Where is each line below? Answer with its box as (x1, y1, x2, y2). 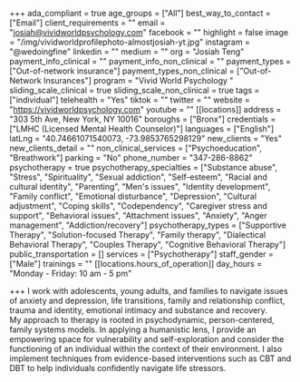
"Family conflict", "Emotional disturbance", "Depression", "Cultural (9, 191, 256, 201)
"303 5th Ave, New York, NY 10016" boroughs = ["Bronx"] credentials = (9, 113, 276, 124)
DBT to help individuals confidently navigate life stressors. (9, 363, 227, 373)
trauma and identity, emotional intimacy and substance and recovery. (9, 305, 267, 316)
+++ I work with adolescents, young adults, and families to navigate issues (9, 286, 288, 296)
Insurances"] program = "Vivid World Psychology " (44, 75, 234, 85)
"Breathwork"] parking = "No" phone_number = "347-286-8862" (9, 152, 253, 162)
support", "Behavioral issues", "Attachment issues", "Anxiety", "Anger (9, 211, 267, 220)
